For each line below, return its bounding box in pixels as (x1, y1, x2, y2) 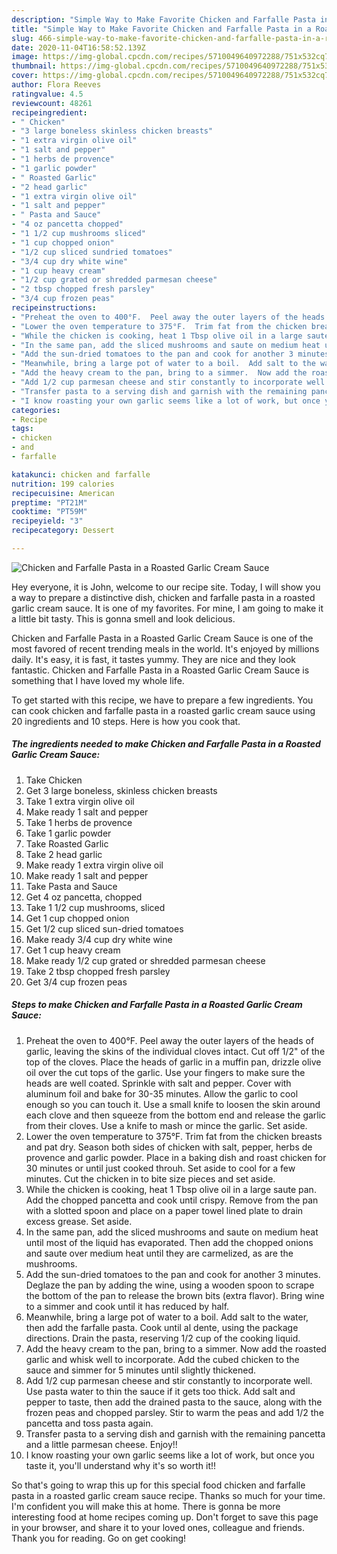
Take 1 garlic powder (25, 827, 112, 839)
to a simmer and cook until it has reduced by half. (25, 1300, 230, 1312)
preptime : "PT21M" (11, 497, 88, 508)
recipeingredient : (11, 107, 88, 118)
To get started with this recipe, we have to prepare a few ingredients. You (11, 694, 314, 706)
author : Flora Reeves (11, 80, 102, 90)
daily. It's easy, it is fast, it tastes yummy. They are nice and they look (11, 653, 296, 665)
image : (11, 52, 39, 62)
